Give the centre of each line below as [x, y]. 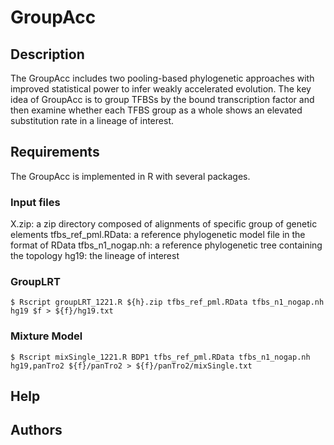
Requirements [55, 152]
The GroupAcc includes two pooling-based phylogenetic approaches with [162, 78]
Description [47, 54]
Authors [36, 430]
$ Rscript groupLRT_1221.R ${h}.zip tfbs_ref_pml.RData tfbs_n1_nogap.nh [167, 302]
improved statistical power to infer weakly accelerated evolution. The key [161, 89]
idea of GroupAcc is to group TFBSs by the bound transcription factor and [162, 99]
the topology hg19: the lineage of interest [95, 256]
